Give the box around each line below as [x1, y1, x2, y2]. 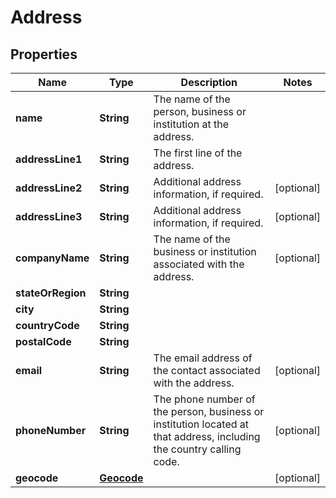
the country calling [153, 442, 242, 456]
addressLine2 [15, 181, 83, 195]
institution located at [153, 417, 250, 431]
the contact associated [153, 364, 261, 377]
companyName [15, 251, 90, 265]
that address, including [153, 430, 261, 443]
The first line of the [153, 146, 243, 160]
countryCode [15, 319, 80, 332]
